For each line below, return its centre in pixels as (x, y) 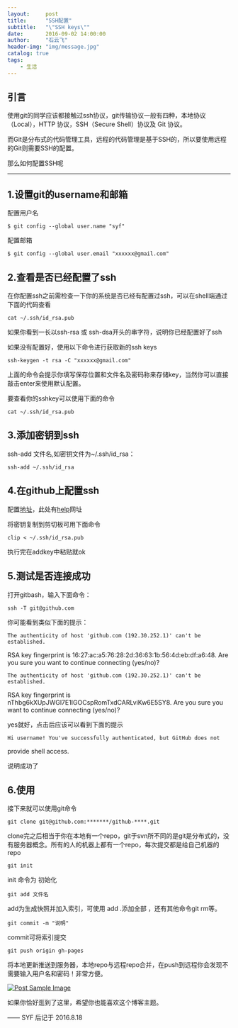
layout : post (33, 14)
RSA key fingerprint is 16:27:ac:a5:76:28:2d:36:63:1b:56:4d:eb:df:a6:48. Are (118, 655)
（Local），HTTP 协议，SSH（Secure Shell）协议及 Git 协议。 (97, 124)
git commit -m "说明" (38, 923)
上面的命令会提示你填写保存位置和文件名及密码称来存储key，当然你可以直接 (118, 375)
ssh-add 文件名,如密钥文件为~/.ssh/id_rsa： (71, 454)
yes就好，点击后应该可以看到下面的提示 (66, 725)
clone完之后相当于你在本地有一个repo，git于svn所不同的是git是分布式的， (115, 836)
